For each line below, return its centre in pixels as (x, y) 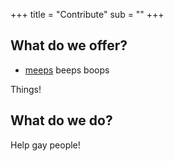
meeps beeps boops (67, 70)
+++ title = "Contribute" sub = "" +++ (87, 14)
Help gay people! (45, 145)
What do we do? (61, 120)
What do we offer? (69, 45)
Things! (26, 89)
